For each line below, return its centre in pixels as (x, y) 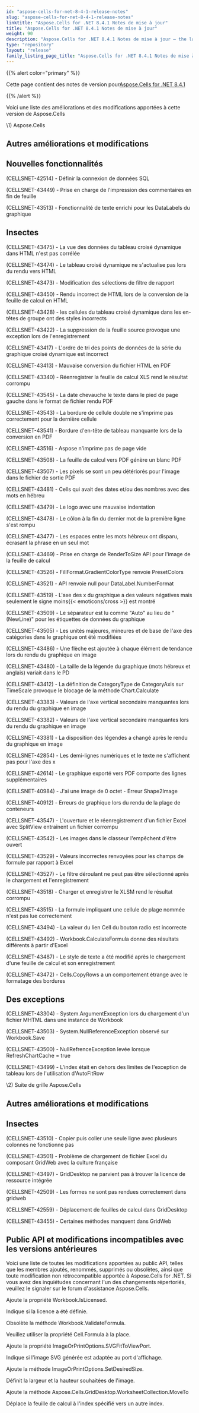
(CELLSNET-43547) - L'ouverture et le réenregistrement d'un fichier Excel (96, 820)
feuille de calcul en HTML (37, 300)
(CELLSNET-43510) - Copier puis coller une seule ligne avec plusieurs (92, 1138)
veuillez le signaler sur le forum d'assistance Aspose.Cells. (78, 1289)
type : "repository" (30, 45)
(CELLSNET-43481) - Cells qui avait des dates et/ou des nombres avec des (98, 489)
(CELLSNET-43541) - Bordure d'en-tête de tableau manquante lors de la (94, 430)
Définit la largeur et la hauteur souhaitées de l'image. (70, 1381)
